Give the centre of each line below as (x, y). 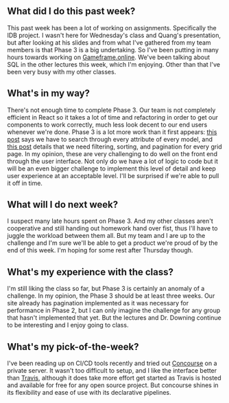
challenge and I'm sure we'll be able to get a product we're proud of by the (112, 243)
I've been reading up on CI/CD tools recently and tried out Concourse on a (112, 363)
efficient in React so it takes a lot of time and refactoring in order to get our (112, 117)
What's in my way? (49, 93)
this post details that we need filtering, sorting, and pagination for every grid (115, 146)
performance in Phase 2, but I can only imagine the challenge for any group (114, 311)
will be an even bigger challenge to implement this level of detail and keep (111, 168)
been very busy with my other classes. (62, 72)
